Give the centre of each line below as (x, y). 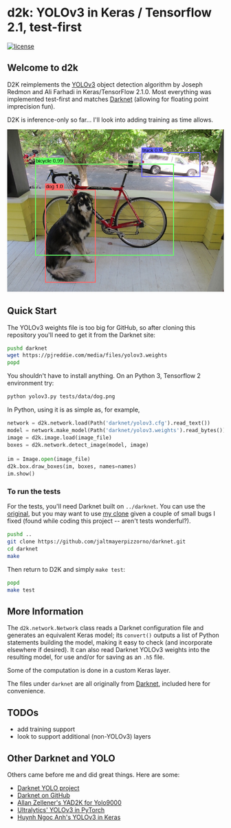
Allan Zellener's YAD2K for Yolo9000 (69, 803)
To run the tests (34, 491)
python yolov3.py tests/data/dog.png (61, 396)
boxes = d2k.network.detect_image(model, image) (78, 445)
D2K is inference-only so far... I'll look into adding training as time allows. (110, 120)
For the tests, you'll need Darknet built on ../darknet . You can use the (107, 506)
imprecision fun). (31, 106)
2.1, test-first (45, 27)
